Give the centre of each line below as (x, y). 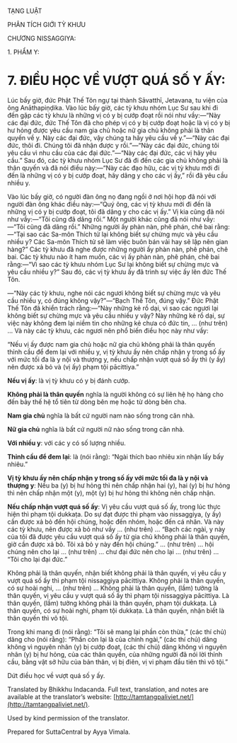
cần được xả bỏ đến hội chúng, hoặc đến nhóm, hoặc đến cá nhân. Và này (116, 522)
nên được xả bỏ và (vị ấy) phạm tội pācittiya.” (73, 367)
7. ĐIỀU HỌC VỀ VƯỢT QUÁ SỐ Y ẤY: (116, 81)
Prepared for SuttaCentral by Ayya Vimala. (69, 732)
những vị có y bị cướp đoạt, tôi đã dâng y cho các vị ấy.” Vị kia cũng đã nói (116, 212)
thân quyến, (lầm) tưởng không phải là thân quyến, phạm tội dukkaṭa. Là (112, 603)
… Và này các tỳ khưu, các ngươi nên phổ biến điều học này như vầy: (108, 330)
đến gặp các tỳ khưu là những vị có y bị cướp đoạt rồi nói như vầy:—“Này (114, 115)
